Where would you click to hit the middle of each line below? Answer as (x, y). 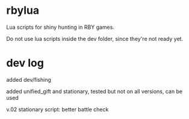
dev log (25, 63)
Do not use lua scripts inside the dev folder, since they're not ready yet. (95, 38)
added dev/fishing (29, 79)
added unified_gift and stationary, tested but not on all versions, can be (94, 91)
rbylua (23, 11)
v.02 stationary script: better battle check (57, 109)
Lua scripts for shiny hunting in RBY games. (60, 27)
